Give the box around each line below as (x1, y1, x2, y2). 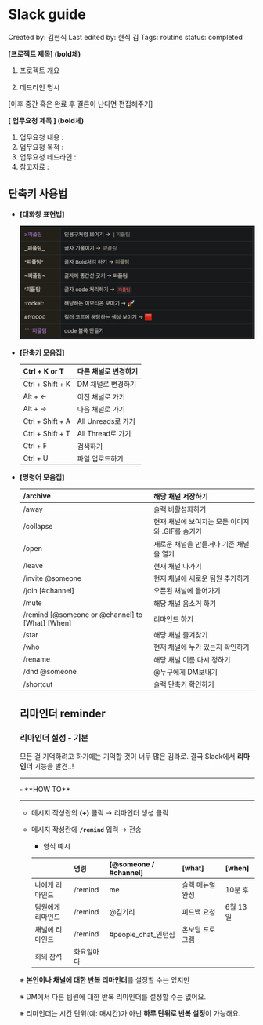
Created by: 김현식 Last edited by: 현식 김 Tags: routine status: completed (8, 32, 243, 42)
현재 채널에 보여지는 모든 (153, 516, 229, 527)
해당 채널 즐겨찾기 (153, 630, 208, 640)
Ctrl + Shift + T (23, 429, 70, 438)
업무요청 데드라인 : (19, 151, 77, 162)
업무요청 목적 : (19, 142, 64, 151)
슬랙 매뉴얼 (182, 881, 216, 890)
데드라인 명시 (19, 82, 60, 92)
